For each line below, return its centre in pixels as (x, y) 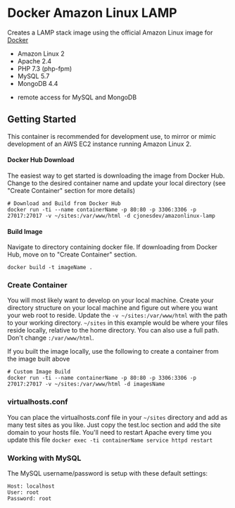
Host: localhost (31, 487)
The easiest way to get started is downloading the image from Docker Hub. (116, 175)
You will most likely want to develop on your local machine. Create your (111, 300)
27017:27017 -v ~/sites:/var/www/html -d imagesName (86, 384)
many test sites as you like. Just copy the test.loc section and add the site (114, 425)
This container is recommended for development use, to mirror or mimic (112, 136)
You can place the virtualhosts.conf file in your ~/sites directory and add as (118, 417)
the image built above (39, 359)
